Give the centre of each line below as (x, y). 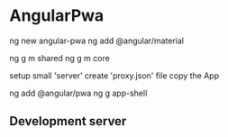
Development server (68, 121)
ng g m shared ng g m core (59, 58)
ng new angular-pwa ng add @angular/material (97, 41)
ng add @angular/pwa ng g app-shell (78, 93)
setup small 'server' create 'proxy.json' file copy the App (114, 75)
